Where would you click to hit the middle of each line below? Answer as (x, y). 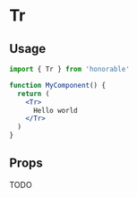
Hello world (55, 110)
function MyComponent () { (57, 85)
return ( (34, 94)
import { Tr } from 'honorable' (69, 69)
